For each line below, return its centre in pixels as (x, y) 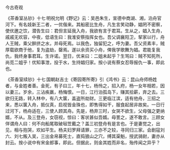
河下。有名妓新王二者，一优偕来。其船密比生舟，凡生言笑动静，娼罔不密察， (85, 24)
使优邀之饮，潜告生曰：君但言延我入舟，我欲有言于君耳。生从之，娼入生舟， (85, 31)
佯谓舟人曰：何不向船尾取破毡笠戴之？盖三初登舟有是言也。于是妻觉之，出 (83, 123)
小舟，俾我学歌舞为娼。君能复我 (127, 50)
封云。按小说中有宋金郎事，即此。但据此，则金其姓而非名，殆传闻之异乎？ (83, 142)
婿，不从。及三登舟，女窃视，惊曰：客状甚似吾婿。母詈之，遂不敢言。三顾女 (85, 117)
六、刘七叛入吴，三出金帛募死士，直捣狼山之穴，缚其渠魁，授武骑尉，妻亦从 (85, 136)
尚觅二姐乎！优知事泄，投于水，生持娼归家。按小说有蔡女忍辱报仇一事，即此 (85, 62)
